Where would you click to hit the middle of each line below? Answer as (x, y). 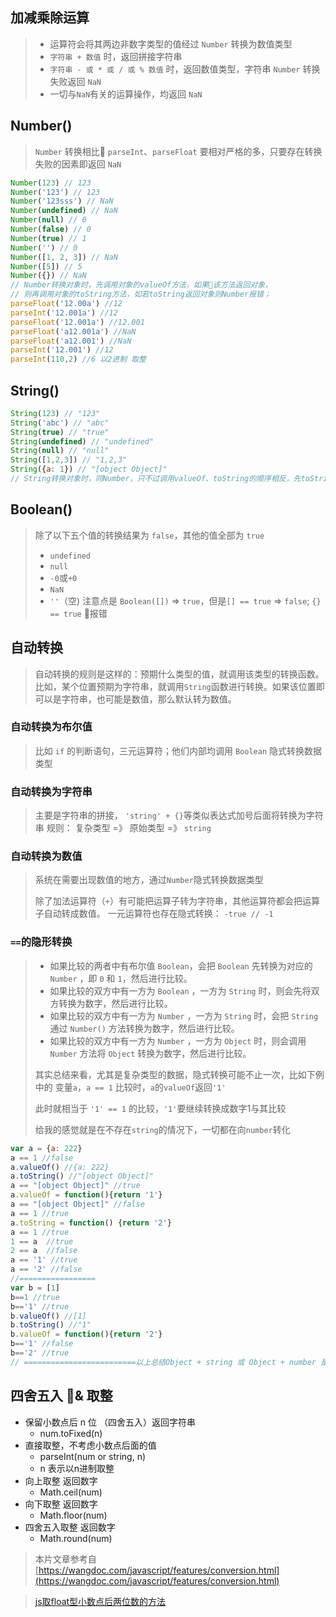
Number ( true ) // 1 (48, 238)
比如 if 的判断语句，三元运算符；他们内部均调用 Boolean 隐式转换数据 (178, 750)
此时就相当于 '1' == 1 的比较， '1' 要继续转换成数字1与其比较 (160, 1108)
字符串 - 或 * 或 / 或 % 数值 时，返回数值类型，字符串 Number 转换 (185, 69)
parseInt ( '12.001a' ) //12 (64, 313)
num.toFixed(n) (71, 1433)
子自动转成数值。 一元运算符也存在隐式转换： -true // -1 (154, 914)
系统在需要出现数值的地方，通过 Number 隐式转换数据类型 (149, 880)
